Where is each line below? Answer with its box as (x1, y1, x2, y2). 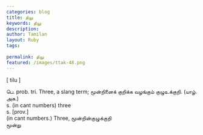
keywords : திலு (6, 20, 42, 26)
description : (6, 25, 39, 32)
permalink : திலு (6, 54, 44, 60)
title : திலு (6, 15, 33, 21)
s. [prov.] (6, 108, 29, 115)
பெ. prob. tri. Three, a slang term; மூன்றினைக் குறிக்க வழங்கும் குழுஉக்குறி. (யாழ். (6, 88, 198, 95)
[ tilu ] (6, 76, 21, 84)
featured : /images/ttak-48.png (6, 59, 85, 65)
